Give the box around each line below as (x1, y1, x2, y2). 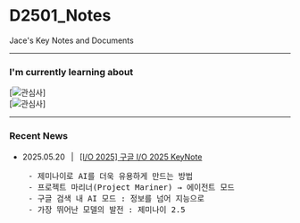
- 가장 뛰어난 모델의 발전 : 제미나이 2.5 (28, 204, 186, 215)
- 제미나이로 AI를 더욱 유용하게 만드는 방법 (28, 171, 194, 181)
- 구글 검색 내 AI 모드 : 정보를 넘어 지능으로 (28, 193, 205, 203)
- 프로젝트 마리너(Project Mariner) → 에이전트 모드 (28, 182, 235, 193)
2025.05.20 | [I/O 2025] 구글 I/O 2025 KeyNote (21, 151, 203, 162)
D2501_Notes (9, 5, 112, 26)
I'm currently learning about (9, 65, 134, 78)
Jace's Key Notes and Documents (9, 35, 134, 46)
